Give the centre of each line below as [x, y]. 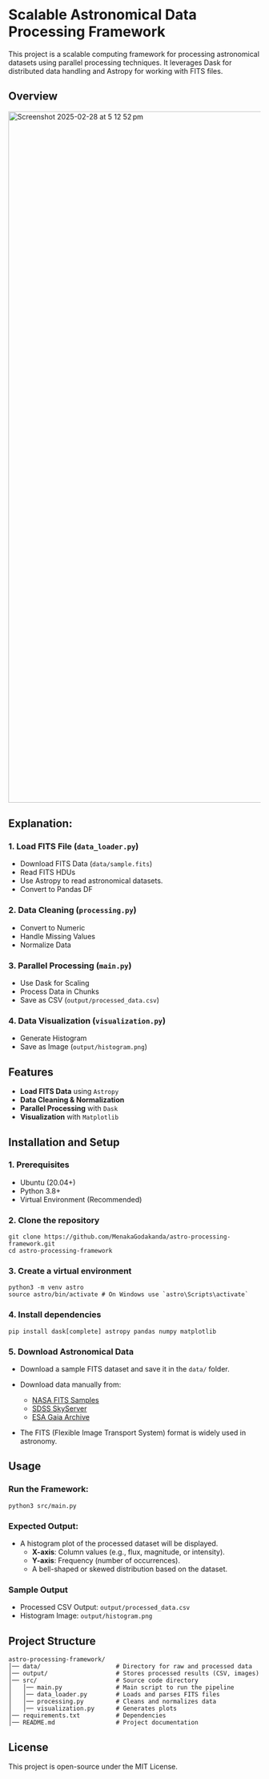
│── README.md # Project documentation [103, 1723]
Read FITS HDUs [48, 873]
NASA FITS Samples [65, 1400]
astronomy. [38, 1441]
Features [31, 1072]
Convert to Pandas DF [56, 889]
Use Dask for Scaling [54, 983]
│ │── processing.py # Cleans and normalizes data [112, 1702]
